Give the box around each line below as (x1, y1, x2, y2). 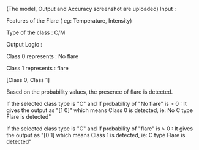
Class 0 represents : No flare (6, 53, 79, 60)
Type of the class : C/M (6, 29, 66, 36)
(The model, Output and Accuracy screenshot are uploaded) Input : (6, 6, 176, 12)
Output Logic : (6, 41, 43, 48)
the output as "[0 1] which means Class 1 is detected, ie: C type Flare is (6, 132, 186, 138)
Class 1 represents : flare (6, 64, 69, 72)
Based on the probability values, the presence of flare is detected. (6, 88, 173, 96)
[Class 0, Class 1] (6, 77, 50, 83)
